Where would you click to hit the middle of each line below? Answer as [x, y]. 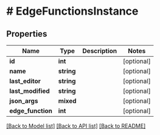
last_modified [30, 91]
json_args [24, 101]
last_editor [25, 81]
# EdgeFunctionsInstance [72, 11]
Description [100, 51]
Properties [27, 34]
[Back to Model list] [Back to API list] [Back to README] [76, 126]
